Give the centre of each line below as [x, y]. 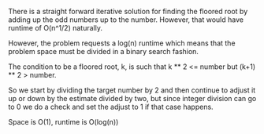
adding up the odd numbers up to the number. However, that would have [126, 20]
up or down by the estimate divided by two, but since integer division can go [132, 98]
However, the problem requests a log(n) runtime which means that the [122, 43]
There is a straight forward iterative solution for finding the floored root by [128, 11]
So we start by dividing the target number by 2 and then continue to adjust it [132, 90]
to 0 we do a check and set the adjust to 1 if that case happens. [111, 107]
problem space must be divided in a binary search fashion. [104, 51]
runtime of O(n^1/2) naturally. [55, 28]
